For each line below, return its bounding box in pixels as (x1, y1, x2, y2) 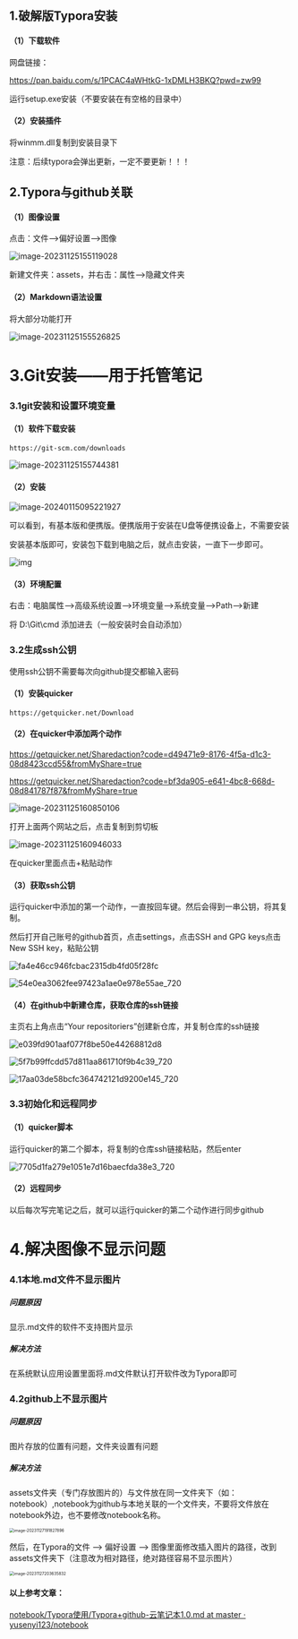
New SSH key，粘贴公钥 (9, 943, 99, 954)
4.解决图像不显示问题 (9, 1239, 166, 1259)
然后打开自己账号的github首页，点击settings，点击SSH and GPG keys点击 (9, 931, 282, 942)
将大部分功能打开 (9, 313, 72, 324)
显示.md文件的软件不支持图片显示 (9, 1321, 133, 1332)
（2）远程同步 (9, 1183, 62, 1194)
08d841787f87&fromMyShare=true (9, 785, 138, 796)
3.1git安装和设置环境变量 (9, 399, 116, 412)
